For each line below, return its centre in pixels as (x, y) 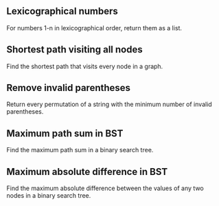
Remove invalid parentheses (69, 88)
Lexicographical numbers (62, 11)
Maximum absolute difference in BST (87, 172)
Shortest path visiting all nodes (74, 50)
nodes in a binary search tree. (49, 196)
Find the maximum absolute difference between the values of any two (105, 188)
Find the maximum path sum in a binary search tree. (80, 150)
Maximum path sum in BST (65, 133)
